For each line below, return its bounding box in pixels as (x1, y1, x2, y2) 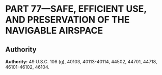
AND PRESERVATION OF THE (5, 14, 130, 26)
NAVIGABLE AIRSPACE (5, 25, 103, 36)
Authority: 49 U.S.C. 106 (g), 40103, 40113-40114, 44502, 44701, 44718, (5, 59, 157, 64)
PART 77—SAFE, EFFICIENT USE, (5, 3, 147, 15)
